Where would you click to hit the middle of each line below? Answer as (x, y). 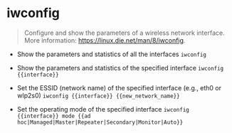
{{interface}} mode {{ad (54, 116)
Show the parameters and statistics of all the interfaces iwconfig (112, 54)
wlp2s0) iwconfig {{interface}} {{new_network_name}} (98, 95)
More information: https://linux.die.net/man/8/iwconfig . (105, 40)
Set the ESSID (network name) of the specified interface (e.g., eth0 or (119, 87)
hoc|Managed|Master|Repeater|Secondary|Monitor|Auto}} (100, 122)
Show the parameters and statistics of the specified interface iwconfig (120, 68)
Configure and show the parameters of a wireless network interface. (124, 33)
